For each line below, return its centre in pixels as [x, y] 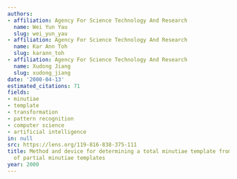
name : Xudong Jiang [42, 66]
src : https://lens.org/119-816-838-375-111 [72, 145]
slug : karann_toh [39, 54]
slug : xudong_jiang [42, 73]
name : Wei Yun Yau [41, 27]
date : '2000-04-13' [36, 79]
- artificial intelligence [47, 132]
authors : [20, 14]
